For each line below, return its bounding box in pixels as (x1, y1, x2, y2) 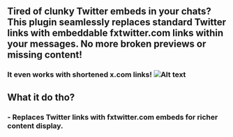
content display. (7, 121, 64, 131)
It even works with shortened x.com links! (7, 70, 152, 79)
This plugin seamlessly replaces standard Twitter (7, 17, 227, 29)
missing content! (7, 49, 82, 61)
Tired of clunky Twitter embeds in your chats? (7, 6, 211, 17)
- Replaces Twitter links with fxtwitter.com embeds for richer (7, 112, 218, 122)
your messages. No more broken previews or (7, 38, 206, 50)
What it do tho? (7, 91, 75, 103)
